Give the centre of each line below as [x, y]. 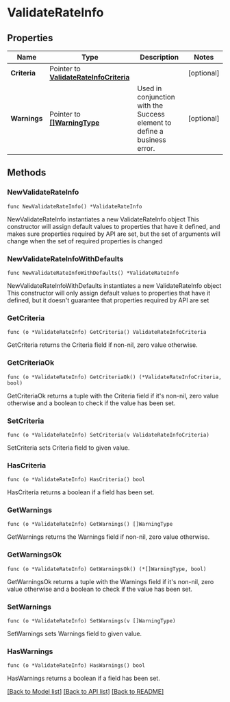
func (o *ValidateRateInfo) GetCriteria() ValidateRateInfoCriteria [107, 332]
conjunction [156, 97]
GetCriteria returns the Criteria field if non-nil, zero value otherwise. [103, 345]
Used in [150, 88]
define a [151, 131]
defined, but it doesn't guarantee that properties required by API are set [108, 300]
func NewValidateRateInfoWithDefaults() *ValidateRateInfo [93, 273]
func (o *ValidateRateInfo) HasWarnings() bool [76, 666]
